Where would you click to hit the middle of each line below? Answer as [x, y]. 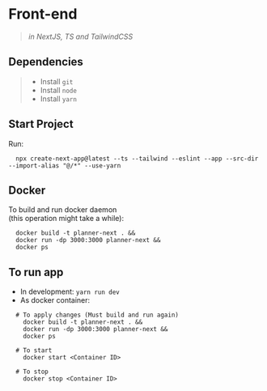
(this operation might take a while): [66, 219]
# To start [34, 351]
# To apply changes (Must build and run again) [97, 315]
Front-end [43, 14]
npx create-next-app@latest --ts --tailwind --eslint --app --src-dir [137, 159]
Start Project [41, 124]
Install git [57, 81]
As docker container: [55, 300]
